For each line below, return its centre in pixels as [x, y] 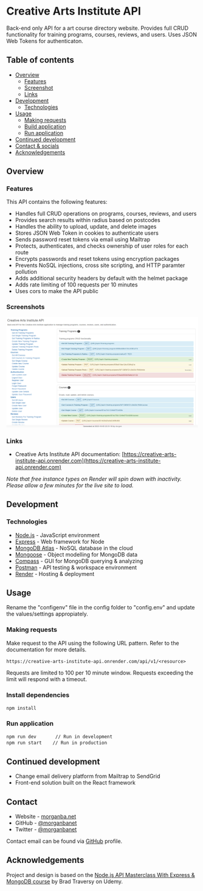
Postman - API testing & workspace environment [76, 567]
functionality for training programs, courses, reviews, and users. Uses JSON [102, 34]
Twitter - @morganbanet [46, 829]
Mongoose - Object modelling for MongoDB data [76, 554]
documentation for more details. [46, 650]
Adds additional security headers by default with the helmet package [101, 279]
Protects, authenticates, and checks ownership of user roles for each [101, 246]
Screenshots [26, 307]
